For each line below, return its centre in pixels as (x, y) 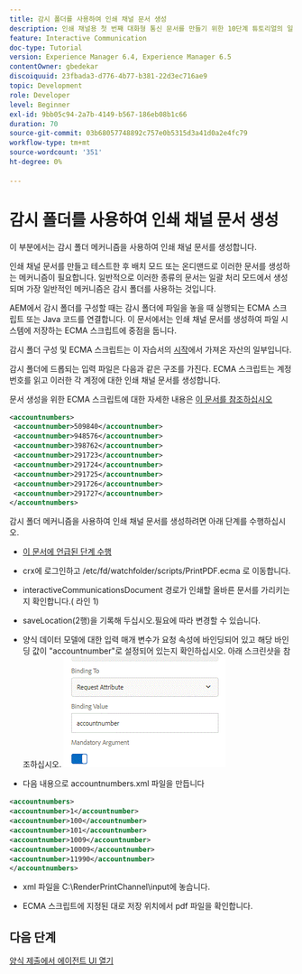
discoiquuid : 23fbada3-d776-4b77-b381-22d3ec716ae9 (108, 77)
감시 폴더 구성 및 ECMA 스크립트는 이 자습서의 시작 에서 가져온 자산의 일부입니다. (151, 349)
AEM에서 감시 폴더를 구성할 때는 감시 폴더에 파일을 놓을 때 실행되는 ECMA (140, 308)
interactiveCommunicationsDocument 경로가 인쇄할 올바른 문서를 (141, 590)
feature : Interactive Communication (78, 38)
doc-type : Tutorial (46, 48)
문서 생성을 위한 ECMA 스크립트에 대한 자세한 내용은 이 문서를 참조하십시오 (141, 399)
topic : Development (46, 86)
